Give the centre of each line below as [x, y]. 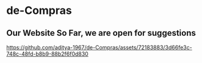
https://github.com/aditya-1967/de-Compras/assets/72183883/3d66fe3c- [99, 47]
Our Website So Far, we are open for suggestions [101, 33]
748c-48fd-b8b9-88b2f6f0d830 [47, 54]
